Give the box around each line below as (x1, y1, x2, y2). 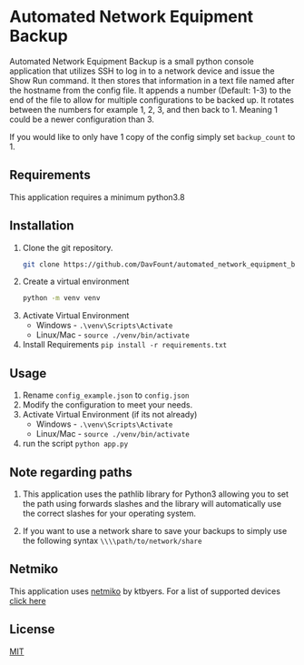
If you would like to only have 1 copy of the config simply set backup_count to (9, 131, 296, 142)
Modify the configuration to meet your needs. (22, 399, 193, 410)
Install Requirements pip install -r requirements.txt (22, 339, 228, 350)
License (9, 621, 55, 638)
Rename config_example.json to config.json (22, 389, 190, 401)
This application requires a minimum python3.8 (9, 191, 185, 202)
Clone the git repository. (22, 242, 113, 253)
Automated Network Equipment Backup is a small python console (9, 55, 254, 66)
